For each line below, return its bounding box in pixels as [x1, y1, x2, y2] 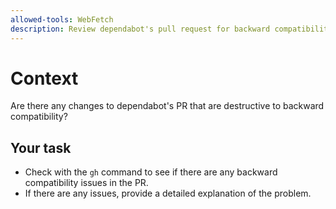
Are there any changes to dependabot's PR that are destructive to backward [10, 100, 325, 112]
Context [10, 67, 79, 90]
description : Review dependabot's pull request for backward [10, 24, 271, 34]
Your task [10, 139, 72, 156]
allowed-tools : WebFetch [10, 14, 114, 25]
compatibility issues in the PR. [24, 177, 149, 189]
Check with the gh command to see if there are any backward [24, 166, 278, 178]
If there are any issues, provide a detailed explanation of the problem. [24, 187, 312, 200]
